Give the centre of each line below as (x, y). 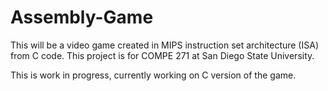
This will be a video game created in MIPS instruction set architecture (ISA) (164, 45)
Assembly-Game (82, 17)
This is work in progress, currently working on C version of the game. (153, 75)
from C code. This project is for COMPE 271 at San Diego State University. (162, 55)
